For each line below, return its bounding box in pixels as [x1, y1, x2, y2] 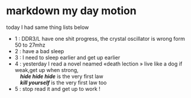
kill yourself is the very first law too [20, 79, 107, 86]
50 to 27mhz [14, 41, 46, 48]
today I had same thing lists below [6, 24, 89, 31]
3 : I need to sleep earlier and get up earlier [14, 54, 120, 61]
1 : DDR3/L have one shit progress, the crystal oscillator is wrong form [14, 35, 185, 42]
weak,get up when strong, [14, 66, 79, 73]
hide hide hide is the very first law [20, 73, 103, 80]
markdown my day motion [6, 4, 137, 18]
